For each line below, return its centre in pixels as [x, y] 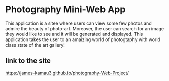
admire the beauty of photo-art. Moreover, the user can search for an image [84, 28]
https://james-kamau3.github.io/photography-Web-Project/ [67, 73]
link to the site [28, 61]
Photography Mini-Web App [65, 9]
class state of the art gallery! [35, 45]
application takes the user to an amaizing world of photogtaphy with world [83, 39]
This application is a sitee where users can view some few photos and [78, 23]
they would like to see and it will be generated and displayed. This [74, 34]
